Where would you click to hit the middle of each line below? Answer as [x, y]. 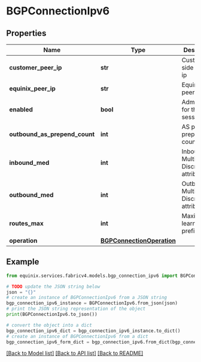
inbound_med [29, 163]
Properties [26, 33]
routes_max [26, 223]
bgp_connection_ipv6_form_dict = [48, 342]
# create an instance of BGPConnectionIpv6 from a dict [77, 336]
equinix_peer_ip [32, 88]
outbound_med [31, 195]
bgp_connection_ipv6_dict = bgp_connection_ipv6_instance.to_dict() [93, 331]
